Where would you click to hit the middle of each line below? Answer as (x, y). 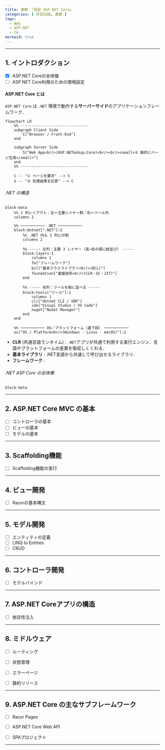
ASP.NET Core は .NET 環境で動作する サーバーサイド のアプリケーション (76, 106)
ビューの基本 (25, 428)
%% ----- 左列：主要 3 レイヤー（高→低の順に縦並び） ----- (78, 249)
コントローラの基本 (32, 422)
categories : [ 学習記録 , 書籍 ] (36, 14)
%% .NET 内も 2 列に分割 (46, 235)
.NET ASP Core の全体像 (30, 373)
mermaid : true (20, 37)
